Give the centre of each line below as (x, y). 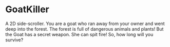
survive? (14, 40)
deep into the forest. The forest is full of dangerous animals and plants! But (84, 29)
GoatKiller (27, 9)
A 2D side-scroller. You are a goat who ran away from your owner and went (85, 24)
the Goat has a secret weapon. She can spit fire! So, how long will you (79, 34)
